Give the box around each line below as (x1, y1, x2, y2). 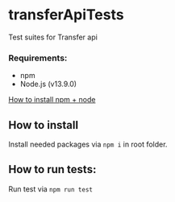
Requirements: (8, 52, 68, 64)
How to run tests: (8, 163, 97, 176)
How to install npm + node (8, 95, 96, 105)
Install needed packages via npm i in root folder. (8, 139, 168, 150)
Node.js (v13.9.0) (19, 79, 77, 89)
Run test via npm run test (8, 183, 93, 194)
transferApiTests (8, 6, 124, 24)
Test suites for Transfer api (8, 32, 98, 42)
